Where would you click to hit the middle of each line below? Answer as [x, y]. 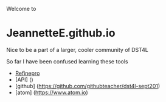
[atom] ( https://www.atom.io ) [51, 92]
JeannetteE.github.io [61, 33]
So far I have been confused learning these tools [67, 61]
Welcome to [21, 9]
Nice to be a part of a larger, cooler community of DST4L [78, 49]
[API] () [24, 79]
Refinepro [27, 73]
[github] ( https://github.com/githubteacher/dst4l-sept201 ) [88, 86]
